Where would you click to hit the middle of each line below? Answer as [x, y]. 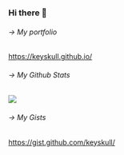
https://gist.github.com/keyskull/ [62, 142]
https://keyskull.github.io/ [50, 57]
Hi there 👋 [28, 13]
